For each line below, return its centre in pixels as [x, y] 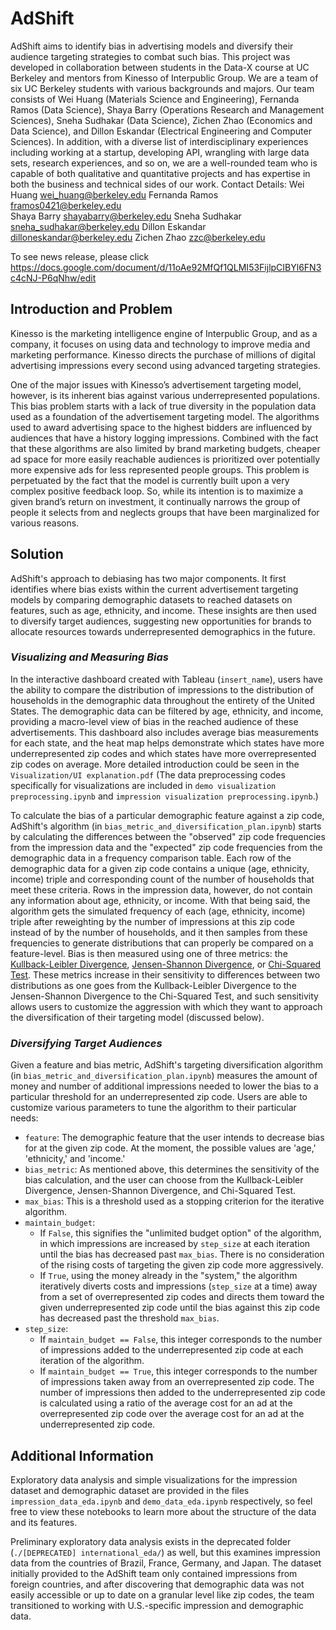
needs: [24, 1118]
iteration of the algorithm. [92, 1361]
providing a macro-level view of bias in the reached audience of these [154, 721]
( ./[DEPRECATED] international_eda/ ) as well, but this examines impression [165, 1552]
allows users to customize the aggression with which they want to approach [166, 1006]
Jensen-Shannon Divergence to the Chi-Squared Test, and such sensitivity [164, 996]
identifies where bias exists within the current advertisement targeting [154, 589]
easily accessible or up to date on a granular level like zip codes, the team [162, 1594]
